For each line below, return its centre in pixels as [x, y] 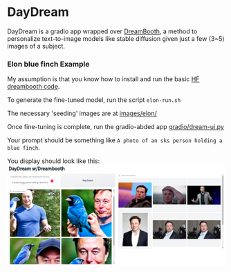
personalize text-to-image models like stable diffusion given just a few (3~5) [116, 38]
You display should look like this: [54, 161]
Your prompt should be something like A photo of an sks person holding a [115, 140]
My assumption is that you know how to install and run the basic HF [103, 79]
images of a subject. [36, 46]
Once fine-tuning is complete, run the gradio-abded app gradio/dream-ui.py [116, 127]
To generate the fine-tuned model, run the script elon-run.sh [94, 100]
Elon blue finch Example [48, 64]
